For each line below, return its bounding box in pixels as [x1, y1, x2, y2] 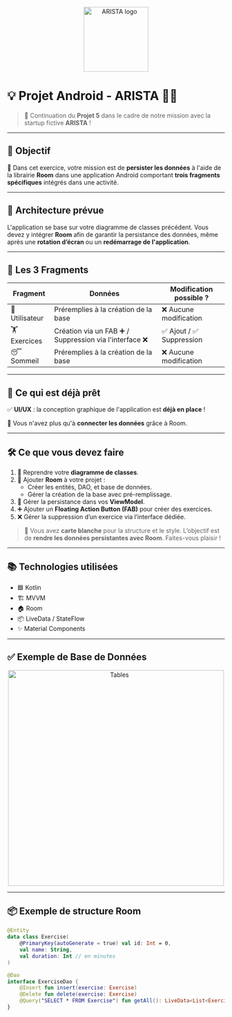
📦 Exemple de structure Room [7, 905, 142, 918]
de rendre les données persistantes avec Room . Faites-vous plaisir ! [23, 534, 221, 542]
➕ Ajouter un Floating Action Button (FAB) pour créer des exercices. [17, 505, 213, 513]
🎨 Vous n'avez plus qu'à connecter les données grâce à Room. [7, 419, 188, 427]
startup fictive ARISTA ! [23, 118, 91, 127]
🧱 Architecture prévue [7, 204, 104, 217]
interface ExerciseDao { [7, 978, 79, 985]
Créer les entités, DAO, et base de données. [27, 483, 153, 491]
